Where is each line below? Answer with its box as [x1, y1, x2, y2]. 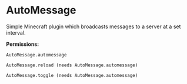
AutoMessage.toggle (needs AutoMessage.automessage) [6, 72, 138, 78]
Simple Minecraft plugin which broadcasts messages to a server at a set [6, 23, 181, 30]
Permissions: [6, 41, 39, 48]
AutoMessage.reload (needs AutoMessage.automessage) [6, 62, 138, 68]
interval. [6, 29, 26, 36]
